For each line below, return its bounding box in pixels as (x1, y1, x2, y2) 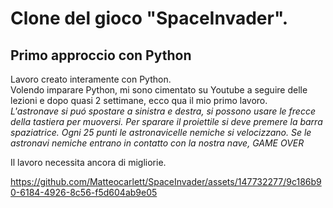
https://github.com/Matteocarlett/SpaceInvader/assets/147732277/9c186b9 (10, 176, 322, 187)
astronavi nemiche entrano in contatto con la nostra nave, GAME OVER (10, 137, 305, 149)
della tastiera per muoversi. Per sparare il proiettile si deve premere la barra (10, 116, 323, 127)
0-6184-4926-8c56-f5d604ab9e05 (10, 187, 158, 198)
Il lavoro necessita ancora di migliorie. (10, 157, 167, 168)
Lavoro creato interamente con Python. (10, 73, 172, 85)
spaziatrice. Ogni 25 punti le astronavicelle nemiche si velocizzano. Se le (10, 127, 312, 138)
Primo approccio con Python (10, 47, 192, 64)
